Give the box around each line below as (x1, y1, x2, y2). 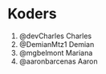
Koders (7, 5, 57, 23)
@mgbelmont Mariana (18, 48, 93, 57)
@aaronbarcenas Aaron (18, 56, 98, 66)
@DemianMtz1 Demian (18, 39, 95, 49)
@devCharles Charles (18, 31, 92, 41)
